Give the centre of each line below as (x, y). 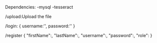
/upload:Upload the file (28, 16)
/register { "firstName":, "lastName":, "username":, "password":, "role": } (79, 35)
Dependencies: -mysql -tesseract (39, 7)
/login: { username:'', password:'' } (40, 26)
